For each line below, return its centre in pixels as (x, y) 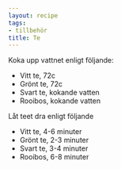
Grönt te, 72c (41, 84)
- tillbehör (28, 30)
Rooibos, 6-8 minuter (54, 157)
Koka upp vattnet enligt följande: (61, 60)
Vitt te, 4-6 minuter (51, 132)
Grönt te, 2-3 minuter (54, 140)
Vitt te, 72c (37, 75)
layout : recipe (33, 15)
